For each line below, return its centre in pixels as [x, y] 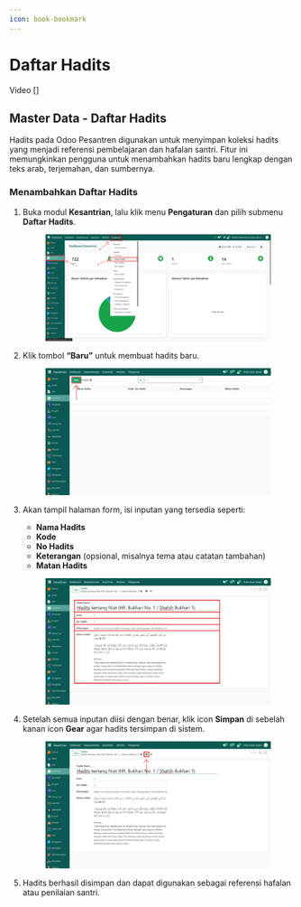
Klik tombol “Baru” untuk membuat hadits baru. [111, 355]
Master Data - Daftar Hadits [88, 118]
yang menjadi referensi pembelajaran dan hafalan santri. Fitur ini [128, 150]
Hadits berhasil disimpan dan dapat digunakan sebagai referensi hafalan [156, 883]
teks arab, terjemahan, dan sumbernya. [82, 169]
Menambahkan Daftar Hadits [73, 192]
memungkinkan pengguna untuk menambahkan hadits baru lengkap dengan [151, 159]
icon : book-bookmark [48, 19]
